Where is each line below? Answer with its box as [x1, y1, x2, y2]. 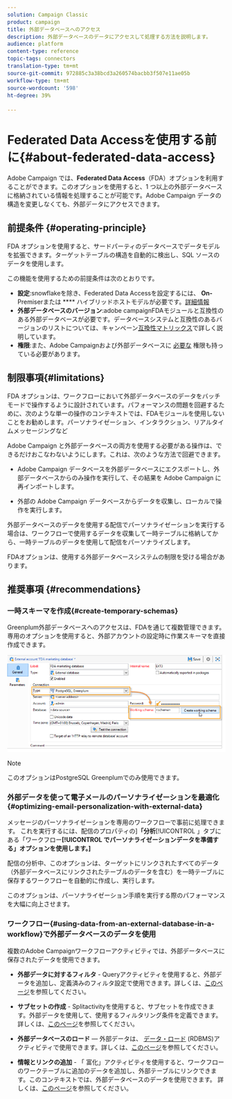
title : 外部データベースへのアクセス [7, 26, 101, 33]
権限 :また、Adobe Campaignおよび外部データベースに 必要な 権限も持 [17, 341, 218, 349]
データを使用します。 [7, 259, 68, 268]
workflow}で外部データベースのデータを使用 [7, 929, 157, 939]
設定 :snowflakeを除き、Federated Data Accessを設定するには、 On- [17, 288, 213, 297]
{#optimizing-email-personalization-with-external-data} [7, 801, 203, 811]
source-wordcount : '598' [7, 84, 79, 92]
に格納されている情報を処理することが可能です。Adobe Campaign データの [7, 191, 222, 200]
